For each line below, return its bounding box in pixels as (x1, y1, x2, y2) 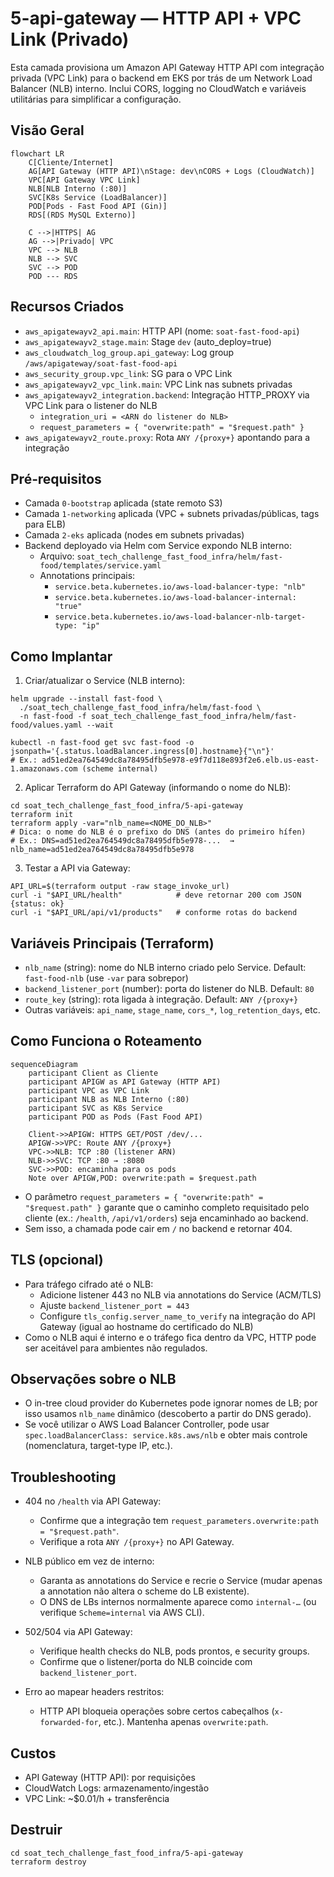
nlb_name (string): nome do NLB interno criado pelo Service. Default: (24, 962, 307, 973)
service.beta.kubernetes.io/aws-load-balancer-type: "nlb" (54, 582, 307, 592)
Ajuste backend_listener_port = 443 (39, 1299, 190, 1311)
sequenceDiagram (10, 1059, 78, 1069)
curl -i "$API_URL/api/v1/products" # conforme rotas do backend (10, 908, 298, 918)
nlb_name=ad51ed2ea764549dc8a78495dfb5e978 (10, 845, 195, 855)
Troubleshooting (10, 1468, 117, 1486)
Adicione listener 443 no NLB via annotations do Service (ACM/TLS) (39, 1288, 322, 1301)
